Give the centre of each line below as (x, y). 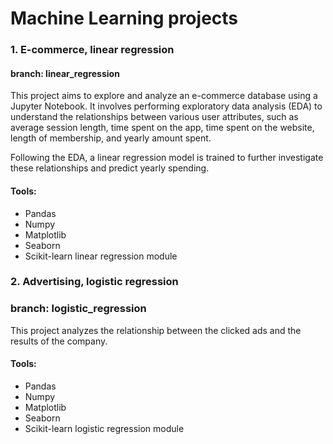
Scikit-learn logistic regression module (104, 428)
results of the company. (59, 341)
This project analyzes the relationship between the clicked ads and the (156, 330)
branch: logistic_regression (78, 309)
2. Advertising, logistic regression (94, 282)
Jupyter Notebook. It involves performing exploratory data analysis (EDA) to (166, 106)
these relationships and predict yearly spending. (110, 168)
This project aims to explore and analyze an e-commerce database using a (164, 96)
